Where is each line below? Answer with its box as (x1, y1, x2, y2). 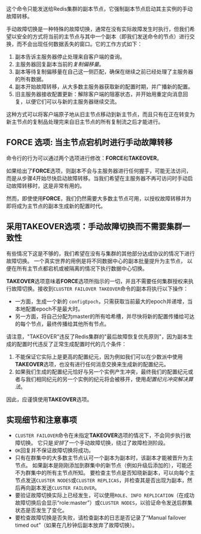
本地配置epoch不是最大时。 (14, 305, 84, 312)
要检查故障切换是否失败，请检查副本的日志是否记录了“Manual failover (14, 514, 187, 521)
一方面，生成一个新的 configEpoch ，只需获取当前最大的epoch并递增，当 (14, 298, 193, 305)
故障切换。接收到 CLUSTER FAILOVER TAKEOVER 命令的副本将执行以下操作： (11, 285, 188, 292)
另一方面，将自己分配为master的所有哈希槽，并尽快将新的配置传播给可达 (14, 312, 195, 320)
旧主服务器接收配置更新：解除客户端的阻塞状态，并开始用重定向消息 (14, 90, 183, 98)
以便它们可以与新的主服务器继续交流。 (25, 98, 120, 105)
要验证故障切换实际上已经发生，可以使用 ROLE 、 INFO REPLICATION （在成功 (14, 491, 194, 499)
